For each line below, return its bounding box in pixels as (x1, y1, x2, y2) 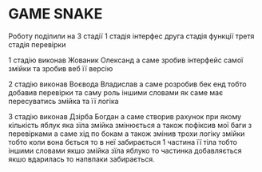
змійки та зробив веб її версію (8, 63, 113, 73)
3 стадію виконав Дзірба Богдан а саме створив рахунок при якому (8, 111, 242, 121)
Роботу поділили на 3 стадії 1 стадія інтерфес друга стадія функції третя (8, 31, 255, 41)
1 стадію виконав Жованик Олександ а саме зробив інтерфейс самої (8, 55, 244, 65)
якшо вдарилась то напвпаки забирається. (8, 154, 156, 164)
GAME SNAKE (8, 5, 103, 23)
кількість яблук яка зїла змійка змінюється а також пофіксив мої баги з (8, 120, 252, 130)
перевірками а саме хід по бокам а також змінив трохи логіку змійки (8, 129, 245, 138)
